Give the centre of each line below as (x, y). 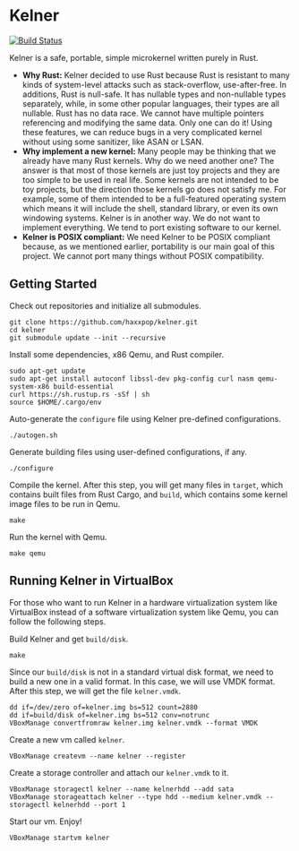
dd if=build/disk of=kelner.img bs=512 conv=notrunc (110, 715)
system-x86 (30, 386)
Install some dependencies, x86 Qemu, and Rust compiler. (117, 354)
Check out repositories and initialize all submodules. (105, 305)
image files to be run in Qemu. (65, 503)
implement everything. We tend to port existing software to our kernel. (152, 227)
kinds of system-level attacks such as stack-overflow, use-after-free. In (154, 84)
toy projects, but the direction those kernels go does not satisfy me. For (154, 189)
